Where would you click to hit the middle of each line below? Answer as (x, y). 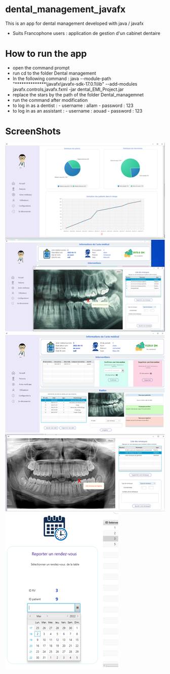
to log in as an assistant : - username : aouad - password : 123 (77, 111)
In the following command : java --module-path (62, 78)
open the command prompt (41, 67)
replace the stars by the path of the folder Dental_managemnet (78, 94)
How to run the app (46, 54)
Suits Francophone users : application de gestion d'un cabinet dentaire (86, 33)
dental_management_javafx (66, 9)
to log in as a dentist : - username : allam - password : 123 (73, 105)
